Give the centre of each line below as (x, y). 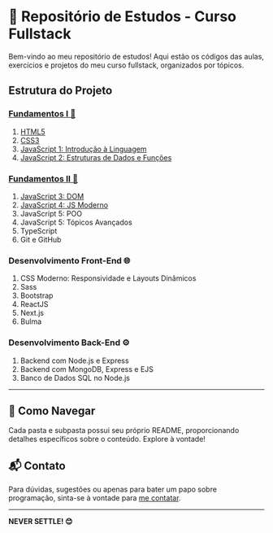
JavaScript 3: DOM (52, 196)
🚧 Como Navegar (52, 411)
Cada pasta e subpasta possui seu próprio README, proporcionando (124, 430)
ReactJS (34, 304)
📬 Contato (37, 466)
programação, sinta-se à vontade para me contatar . (95, 498)
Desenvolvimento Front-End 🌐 (69, 260)
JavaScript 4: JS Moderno (64, 205)
